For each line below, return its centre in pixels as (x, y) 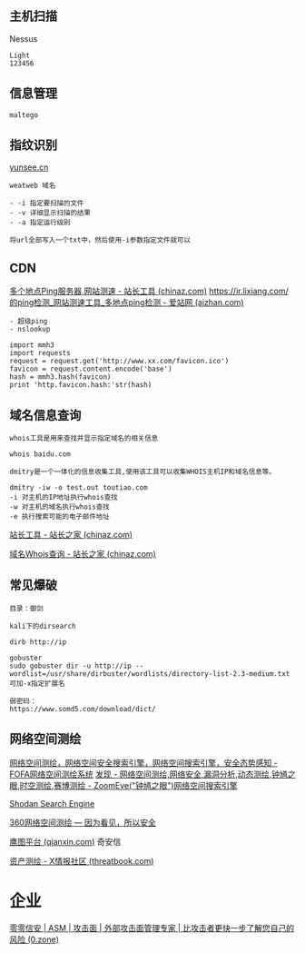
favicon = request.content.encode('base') (91, 369)
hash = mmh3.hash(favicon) (60, 377)
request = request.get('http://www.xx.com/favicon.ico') (119, 362)
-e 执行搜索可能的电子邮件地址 (60, 517)
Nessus (24, 38)
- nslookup (30, 330)
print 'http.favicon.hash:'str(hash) (81, 385)
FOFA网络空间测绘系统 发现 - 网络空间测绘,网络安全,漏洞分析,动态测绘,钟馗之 (153, 774)
